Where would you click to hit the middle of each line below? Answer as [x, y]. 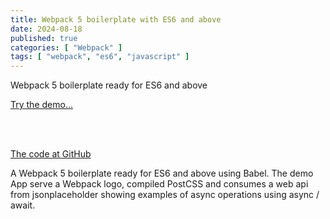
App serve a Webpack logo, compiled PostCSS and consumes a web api [159, 184]
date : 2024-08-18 [46, 29]
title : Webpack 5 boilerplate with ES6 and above [116, 19]
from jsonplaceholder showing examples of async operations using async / [165, 195]
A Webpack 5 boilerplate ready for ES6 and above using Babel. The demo [162, 173]
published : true [44, 38]
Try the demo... [41, 105]
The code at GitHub [51, 154]
